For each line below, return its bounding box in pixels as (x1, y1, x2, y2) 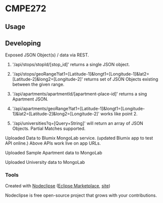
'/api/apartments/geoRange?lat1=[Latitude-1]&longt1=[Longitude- (12, 106, 145, 112)
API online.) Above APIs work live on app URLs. (5, 140, 101, 146)
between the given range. (12, 81, 65, 87)
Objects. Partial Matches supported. (12, 126, 86, 131)
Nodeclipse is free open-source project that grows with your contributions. (5, 192, 157, 198)
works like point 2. (100, 111, 138, 117)
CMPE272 (5, 3, 47, 14)
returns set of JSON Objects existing (84, 76, 159, 82)
